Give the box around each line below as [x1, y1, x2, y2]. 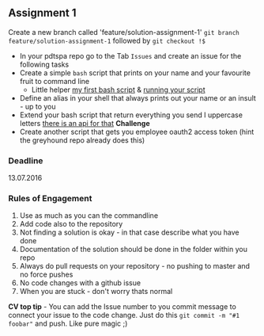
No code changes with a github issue [19, 278, 141, 288]
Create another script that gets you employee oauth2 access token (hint [19, 127, 255, 136]
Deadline [8, 155, 43, 166]
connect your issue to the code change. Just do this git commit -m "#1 [8, 311, 239, 320]
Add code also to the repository [19, 220, 123, 229]
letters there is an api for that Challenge [19, 118, 150, 128]
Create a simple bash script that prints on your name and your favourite [19, 67, 251, 78]
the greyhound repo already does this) [19, 135, 145, 145]
